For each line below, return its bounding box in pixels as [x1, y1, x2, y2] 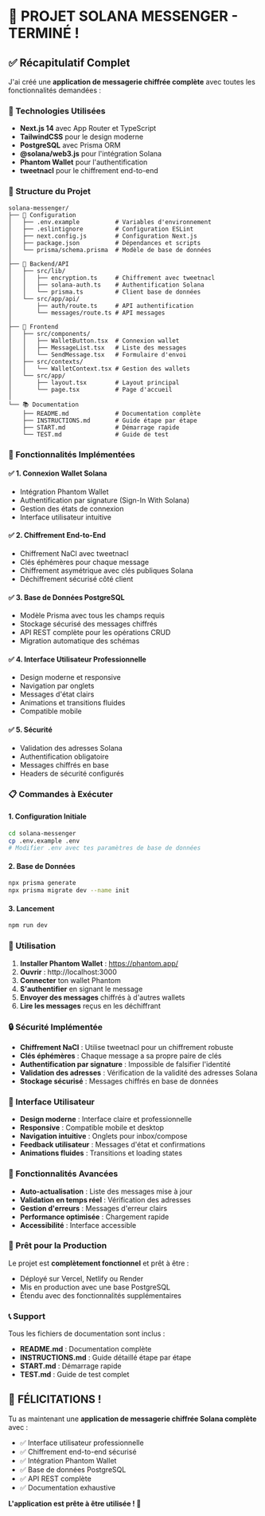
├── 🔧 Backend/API [8, 259, 69, 268]
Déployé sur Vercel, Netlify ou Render [19, 1273, 144, 1283]
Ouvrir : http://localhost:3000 [19, 967, 117, 977]
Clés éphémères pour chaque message [19, 557, 150, 567]
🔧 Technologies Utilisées [8, 105, 106, 116]
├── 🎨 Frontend [8, 322, 59, 330]
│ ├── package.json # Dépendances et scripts [8, 239, 201, 247]
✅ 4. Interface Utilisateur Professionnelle [8, 654, 147, 664]
